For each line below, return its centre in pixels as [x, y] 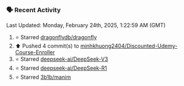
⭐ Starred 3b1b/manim [43, 77]
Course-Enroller [35, 52]
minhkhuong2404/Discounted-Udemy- [129, 46]
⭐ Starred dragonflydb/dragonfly [56, 37]
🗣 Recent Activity [34, 10]
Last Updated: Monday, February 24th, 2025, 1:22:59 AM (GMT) [86, 25]
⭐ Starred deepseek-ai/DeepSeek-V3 [61, 59]
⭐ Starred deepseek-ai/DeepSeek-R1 [61, 68]
